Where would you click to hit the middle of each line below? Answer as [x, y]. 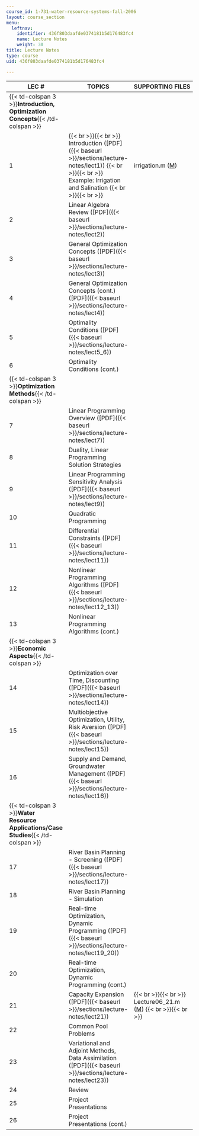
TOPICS [98, 87]
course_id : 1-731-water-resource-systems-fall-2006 [71, 12]
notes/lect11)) [89, 560]
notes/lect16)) [89, 796]
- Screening [85, 859]
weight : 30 [30, 45]
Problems [82, 1033]
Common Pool [88, 1026]
